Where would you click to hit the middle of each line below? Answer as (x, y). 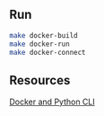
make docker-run (39, 44)
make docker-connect (48, 52)
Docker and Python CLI (52, 102)
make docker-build (43, 35)
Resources (40, 80)
